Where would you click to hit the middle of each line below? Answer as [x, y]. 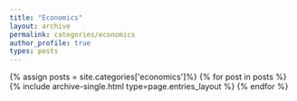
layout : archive [40, 26]
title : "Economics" [46, 18]
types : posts [34, 51]
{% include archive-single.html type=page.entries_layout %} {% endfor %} [149, 87]
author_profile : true [50, 43]
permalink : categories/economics [72, 34]
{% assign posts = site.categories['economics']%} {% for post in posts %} [148, 77]
